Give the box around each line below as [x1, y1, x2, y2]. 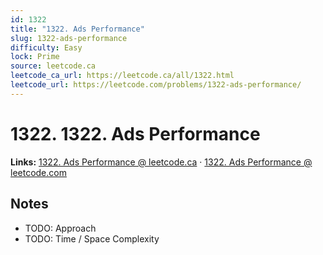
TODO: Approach [24, 222, 97, 234]
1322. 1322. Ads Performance [10, 122, 261, 145]
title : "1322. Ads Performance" [10, 24, 145, 34]
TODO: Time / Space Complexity [24, 232, 160, 245]
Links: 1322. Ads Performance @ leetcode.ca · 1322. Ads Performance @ [10, 156, 313, 168]
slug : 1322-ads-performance [10, 33, 128, 43]
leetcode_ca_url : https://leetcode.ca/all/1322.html [10, 71, 235, 81]
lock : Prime [10, 52, 60, 62]
